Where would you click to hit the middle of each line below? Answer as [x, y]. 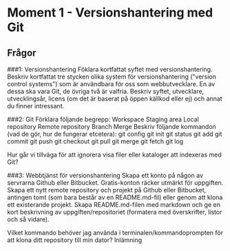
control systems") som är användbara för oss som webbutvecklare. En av [111, 84]
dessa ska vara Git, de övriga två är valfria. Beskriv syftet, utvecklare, [106, 91]
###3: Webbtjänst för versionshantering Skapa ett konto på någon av [105, 175]
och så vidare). [28, 219]
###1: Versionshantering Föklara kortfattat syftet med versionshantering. [110, 69]
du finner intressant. [36, 106]
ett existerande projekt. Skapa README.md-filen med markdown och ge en [114, 204]
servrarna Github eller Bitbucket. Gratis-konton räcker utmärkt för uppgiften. [115, 183]
